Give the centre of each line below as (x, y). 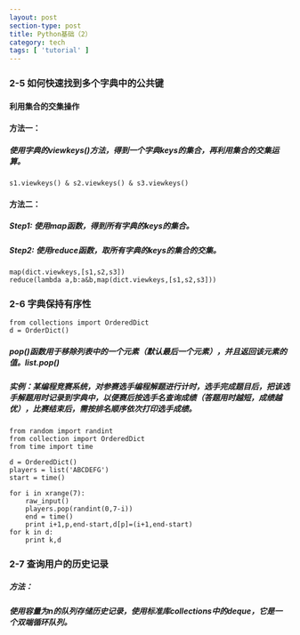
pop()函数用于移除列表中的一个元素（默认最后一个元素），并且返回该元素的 (148, 351)
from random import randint (61, 431)
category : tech (37, 42)
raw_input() (47, 501)
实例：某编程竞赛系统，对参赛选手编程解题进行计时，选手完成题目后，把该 (146, 387)
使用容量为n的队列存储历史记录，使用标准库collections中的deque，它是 (142, 611)
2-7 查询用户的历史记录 (59, 564)
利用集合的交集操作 (45, 106)
